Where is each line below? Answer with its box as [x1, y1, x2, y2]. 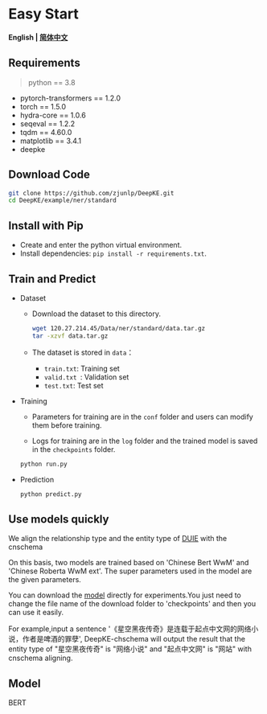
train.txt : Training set [43, 363, 121, 373]
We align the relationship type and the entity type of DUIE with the [8, 534, 228, 544]
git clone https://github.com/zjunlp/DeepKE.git [8, 189, 175, 197]
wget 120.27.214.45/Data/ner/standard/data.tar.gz [31, 324, 206, 332]
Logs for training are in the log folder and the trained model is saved [31, 436, 258, 445]
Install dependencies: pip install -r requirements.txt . [19, 248, 207, 258]
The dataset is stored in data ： [31, 347, 134, 357]
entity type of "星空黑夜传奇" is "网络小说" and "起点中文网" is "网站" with [8, 644, 252, 654]
